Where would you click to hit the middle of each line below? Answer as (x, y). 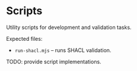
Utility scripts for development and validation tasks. (69, 27)
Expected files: (24, 38)
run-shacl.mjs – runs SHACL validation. (63, 50)
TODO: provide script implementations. (54, 62)
